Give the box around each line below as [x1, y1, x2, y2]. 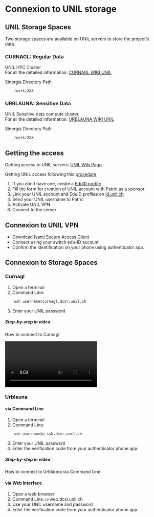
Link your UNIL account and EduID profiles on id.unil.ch [12, 191, 124, 197]
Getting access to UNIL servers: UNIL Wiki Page [5, 162, 102, 168]
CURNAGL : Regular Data [5, 53, 64, 60]
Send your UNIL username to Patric [12, 197, 84, 202]
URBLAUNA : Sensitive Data [5, 100, 71, 107]
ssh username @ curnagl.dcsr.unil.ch [14, 299, 87, 304]
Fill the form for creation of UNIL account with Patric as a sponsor [12, 186, 145, 192]
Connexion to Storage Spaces [5, 258, 98, 267]
